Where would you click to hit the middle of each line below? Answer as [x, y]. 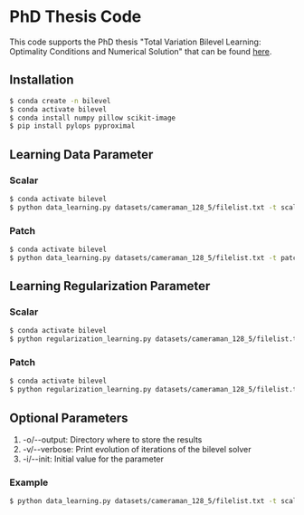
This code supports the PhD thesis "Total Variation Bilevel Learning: [135, 42]
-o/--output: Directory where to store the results [112, 440]
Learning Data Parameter [81, 155]
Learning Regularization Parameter [110, 286]
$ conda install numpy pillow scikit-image [93, 118]
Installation [42, 80]
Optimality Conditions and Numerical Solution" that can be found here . [141, 51]
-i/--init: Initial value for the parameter [93, 459]
